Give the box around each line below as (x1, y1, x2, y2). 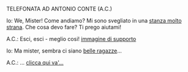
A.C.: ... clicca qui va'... (6, 59, 64, 66)
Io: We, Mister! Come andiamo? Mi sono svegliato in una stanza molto (6, 17, 182, 24)
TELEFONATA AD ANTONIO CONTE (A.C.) (6, 5, 112, 12)
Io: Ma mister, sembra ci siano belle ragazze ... (6, 47, 122, 54)
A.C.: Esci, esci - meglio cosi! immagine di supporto (6, 35, 137, 42)
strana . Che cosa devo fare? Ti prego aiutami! (6, 24, 121, 31)
